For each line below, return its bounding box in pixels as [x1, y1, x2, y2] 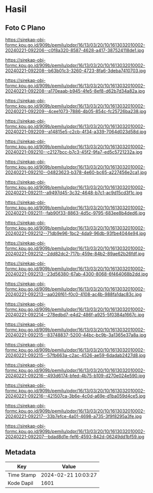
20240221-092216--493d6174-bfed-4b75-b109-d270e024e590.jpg [5, 373, 145, 378]
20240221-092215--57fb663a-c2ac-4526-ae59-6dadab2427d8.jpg [5, 352, 146, 358]
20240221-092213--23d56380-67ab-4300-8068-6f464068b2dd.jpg [5, 271, 148, 277]
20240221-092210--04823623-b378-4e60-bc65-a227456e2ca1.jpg [5, 169, 147, 175]
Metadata [5, 448, 36, 456]
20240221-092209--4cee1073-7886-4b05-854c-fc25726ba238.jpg [5, 109, 146, 114]
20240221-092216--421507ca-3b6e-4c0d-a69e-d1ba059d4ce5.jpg [5, 393, 146, 399]
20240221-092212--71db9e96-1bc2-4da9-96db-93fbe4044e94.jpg [5, 230, 146, 236]
